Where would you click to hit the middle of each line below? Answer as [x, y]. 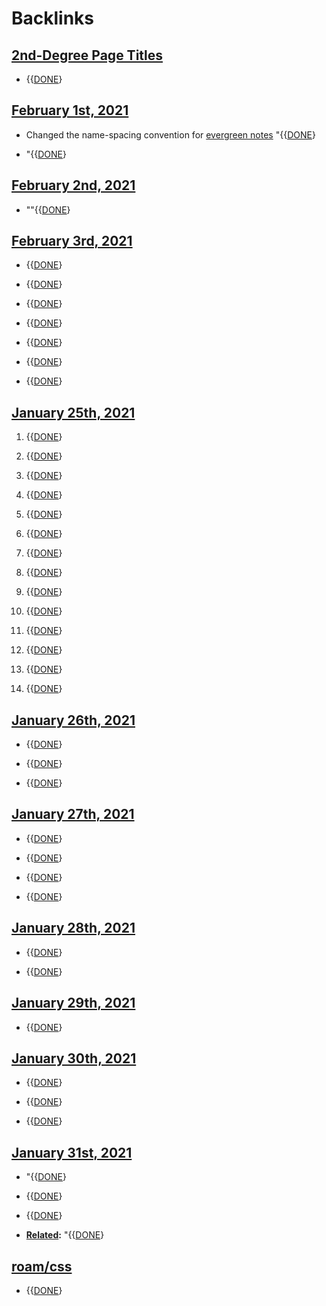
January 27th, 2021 [73, 814]
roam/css [42, 1266]
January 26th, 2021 [73, 720]
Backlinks [53, 18]
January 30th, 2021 [74, 1058]
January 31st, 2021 [72, 1152]
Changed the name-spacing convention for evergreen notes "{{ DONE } [170, 134]
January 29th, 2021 [73, 1003]
